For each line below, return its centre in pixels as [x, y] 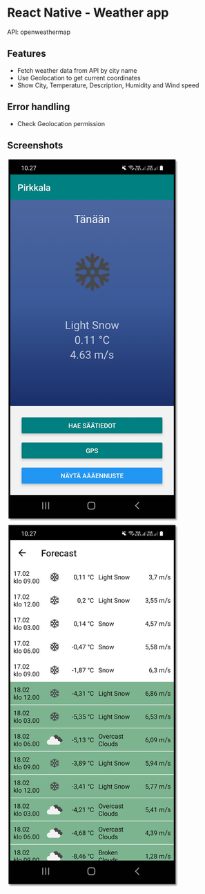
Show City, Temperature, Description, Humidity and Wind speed [108, 85]
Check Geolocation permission [61, 123]
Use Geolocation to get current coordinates [79, 78]
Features [27, 54]
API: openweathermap [39, 32]
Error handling [39, 107]
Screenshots [35, 145]
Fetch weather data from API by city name [77, 70]
